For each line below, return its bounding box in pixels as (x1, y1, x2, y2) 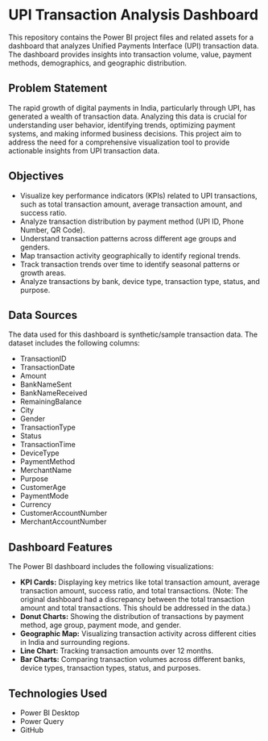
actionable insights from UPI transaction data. (8, 145, 160, 155)
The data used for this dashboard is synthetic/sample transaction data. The (8, 329, 258, 340)
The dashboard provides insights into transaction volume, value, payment (8, 49, 252, 59)
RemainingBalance (19, 397, 82, 407)
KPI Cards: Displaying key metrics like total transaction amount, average (19, 577, 260, 587)
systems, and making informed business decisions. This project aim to (8, 128, 241, 138)
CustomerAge (19, 483, 67, 492)
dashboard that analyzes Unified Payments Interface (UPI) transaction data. (8, 40, 259, 50)
